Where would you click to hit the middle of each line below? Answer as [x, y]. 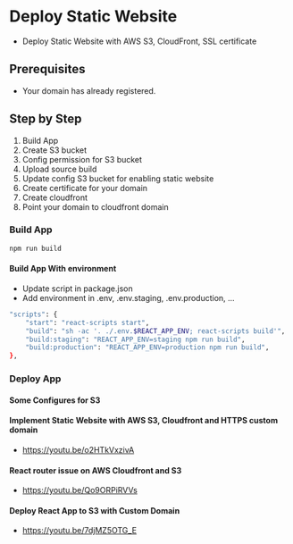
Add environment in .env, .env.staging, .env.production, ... [128, 297]
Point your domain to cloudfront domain [95, 206]
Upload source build [59, 169]
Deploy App [35, 379]
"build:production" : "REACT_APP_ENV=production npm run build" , [147, 347]
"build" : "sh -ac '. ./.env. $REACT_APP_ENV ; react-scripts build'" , [155, 331]
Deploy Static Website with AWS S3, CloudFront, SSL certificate [139, 41]
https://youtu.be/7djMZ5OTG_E [79, 531]
